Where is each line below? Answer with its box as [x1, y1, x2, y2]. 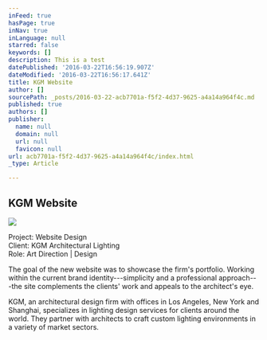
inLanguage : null [8, 33, 66, 42]
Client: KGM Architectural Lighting [8, 240, 120, 250]
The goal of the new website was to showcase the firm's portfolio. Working [8, 264, 255, 274]
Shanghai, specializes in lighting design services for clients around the [8, 305, 240, 315]
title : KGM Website [8, 78, 73, 86]
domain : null [15, 130, 59, 138]
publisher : [8, 115, 45, 123]
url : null [15, 137, 48, 146]
